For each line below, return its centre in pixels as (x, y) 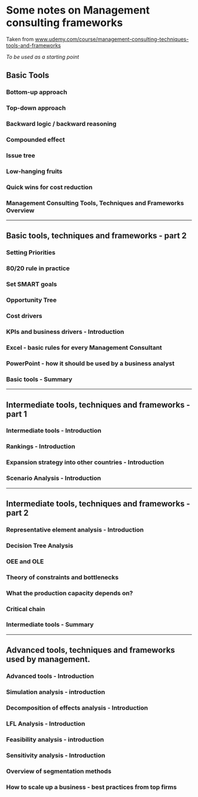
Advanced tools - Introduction (50, 676)
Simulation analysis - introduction (56, 692)
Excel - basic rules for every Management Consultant (84, 347)
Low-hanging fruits (34, 171)
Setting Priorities (31, 252)
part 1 (17, 414)
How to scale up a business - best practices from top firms (91, 787)
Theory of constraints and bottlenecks (62, 577)
